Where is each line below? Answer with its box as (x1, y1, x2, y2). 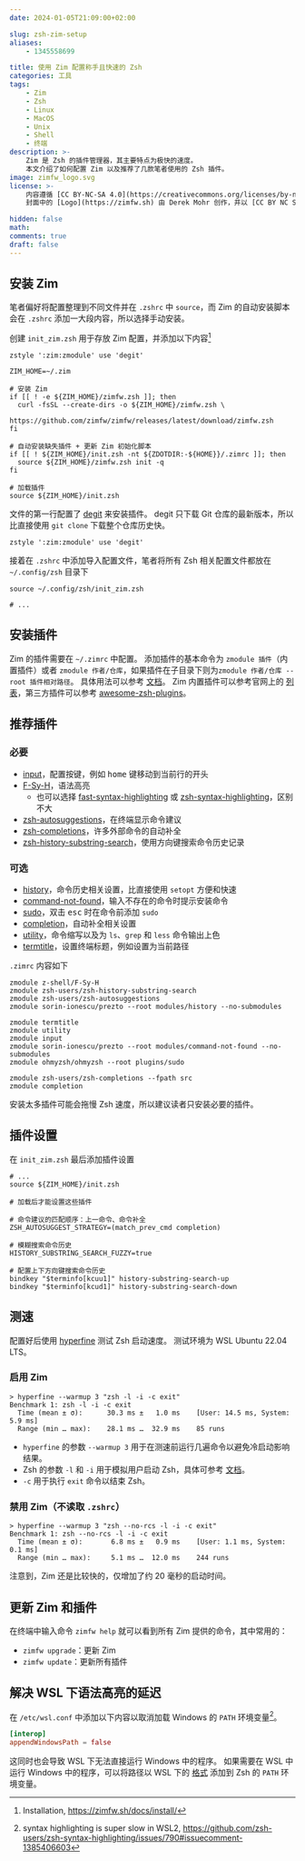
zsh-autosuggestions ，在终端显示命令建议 (22, 814, 182, 825)
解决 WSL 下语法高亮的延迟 (9, 1686, 162, 1701)
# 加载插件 (9, 484, 45, 493)
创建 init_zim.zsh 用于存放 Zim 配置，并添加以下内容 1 (9, 331, 212, 344)
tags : (9, 80, 30, 89)
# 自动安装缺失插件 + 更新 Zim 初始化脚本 (9, 442, 152, 451)
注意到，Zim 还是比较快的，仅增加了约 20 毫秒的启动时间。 (9, 1570, 231, 1582)
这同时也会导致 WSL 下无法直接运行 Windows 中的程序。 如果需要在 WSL (9, 1756, 284, 1766)
